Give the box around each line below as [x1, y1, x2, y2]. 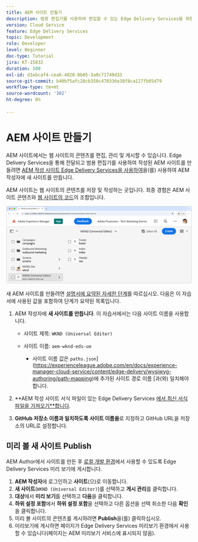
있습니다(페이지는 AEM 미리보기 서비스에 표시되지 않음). [27, 529, 156, 537]
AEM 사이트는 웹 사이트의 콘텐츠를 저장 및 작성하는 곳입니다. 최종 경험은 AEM [6, 186, 184, 193]
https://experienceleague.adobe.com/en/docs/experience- [34, 361, 178, 368]
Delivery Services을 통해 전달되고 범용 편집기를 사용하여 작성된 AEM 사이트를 [6, 159, 186, 166]
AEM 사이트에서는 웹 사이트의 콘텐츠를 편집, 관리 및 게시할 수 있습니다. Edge [6, 151, 182, 159]
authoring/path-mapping [32, 375, 93, 382]
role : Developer [6, 41, 46, 47]
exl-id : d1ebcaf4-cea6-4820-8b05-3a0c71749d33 [6, 71, 123, 78]
